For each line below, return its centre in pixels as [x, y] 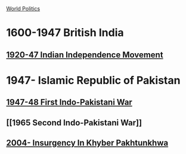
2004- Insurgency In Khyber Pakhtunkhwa [87, 143]
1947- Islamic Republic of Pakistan [93, 80]
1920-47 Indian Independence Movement [85, 55]
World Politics [23, 9]
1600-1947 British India [65, 33]
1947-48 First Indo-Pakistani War [69, 102]
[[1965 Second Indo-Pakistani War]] [74, 123]
